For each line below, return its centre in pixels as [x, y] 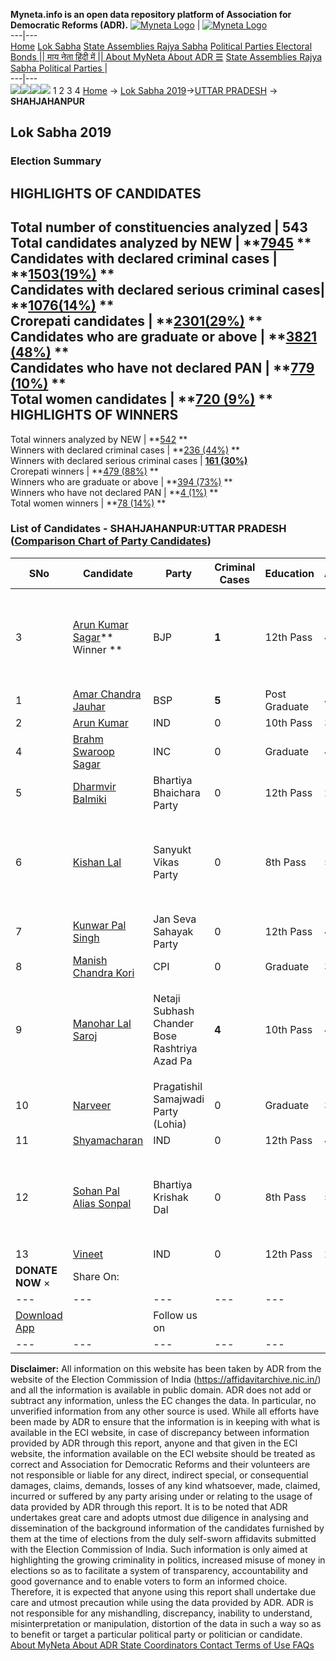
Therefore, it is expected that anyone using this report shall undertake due [163, 1591]
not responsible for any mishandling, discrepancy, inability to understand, [161, 1613]
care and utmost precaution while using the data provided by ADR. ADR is [162, 1602]
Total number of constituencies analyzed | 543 [159, 227]
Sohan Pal [96, 1191]
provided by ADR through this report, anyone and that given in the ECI [154, 1443]
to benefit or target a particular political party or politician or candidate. [156, 1634]
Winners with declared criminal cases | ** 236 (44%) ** [125, 450]
